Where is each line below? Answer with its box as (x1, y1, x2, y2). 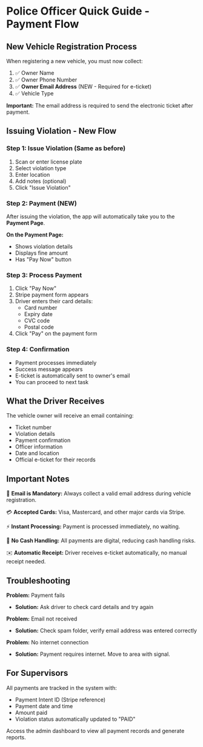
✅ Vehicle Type (15, 90, 54, 97)
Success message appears (15, 365, 83, 373)
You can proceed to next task (15, 378, 89, 385)
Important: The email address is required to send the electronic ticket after (6, 102, 193, 109)
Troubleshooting (6, 576, 71, 586)
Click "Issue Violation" (15, 184, 71, 191)
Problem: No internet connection (6, 639, 89, 646)
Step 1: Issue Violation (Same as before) (6, 144, 126, 153)
